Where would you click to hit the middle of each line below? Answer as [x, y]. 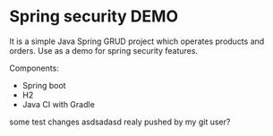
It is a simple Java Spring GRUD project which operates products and [137, 41]
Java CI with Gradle [59, 104]
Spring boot [44, 85]
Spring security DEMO [94, 17]
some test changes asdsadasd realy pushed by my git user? [120, 122]
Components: [34, 68]
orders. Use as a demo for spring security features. [104, 50]
